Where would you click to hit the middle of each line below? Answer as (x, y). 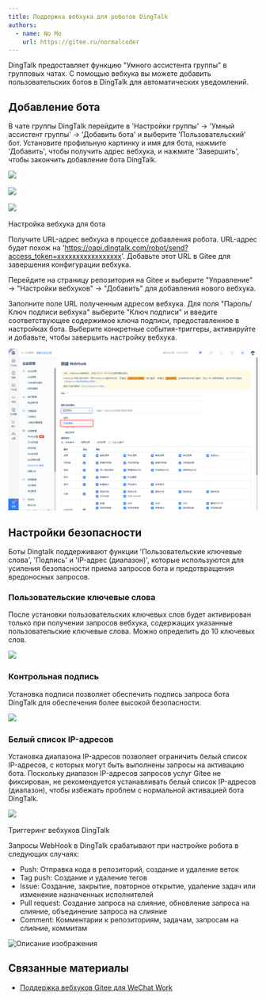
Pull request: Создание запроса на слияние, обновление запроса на (135, 903)
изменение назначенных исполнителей (87, 895)
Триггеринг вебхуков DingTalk (59, 831)
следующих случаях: (44, 854)
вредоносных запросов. (49, 577)
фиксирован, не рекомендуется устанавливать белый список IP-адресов (132, 782)
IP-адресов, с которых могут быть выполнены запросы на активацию (126, 765)
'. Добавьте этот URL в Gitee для (176, 257)
